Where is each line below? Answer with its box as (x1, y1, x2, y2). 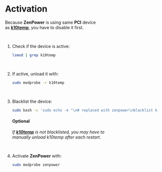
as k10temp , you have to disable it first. (5, 24, 84, 30)
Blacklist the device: (12, 98, 52, 104)
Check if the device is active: (12, 43, 70, 49)
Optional (12, 118, 30, 124)
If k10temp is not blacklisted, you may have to (12, 129, 105, 135)
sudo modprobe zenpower (12, 162, 60, 167)
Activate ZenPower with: (12, 153, 62, 158)
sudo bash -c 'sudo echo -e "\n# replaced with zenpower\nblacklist (12, 108, 153, 112)
